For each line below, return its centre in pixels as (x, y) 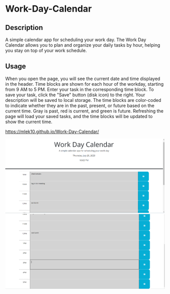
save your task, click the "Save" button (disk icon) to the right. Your (75, 95)
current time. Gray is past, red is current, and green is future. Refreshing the (84, 111)
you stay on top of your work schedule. (46, 50)
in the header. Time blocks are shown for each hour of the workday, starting (84, 84)
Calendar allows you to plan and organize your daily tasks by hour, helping (83, 45)
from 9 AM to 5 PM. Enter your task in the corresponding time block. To (80, 89)
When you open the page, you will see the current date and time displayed (83, 79)
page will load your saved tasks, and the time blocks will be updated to (79, 116)
